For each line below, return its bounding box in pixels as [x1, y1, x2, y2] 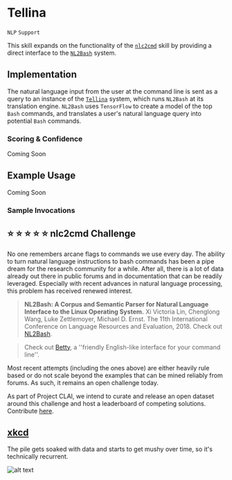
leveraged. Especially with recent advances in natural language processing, [7, 279, 223, 287]
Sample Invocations [7, 205, 75, 215]
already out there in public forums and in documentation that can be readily [7, 272, 223, 280]
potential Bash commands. [7, 117, 82, 125]
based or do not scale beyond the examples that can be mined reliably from [7, 371, 223, 379]
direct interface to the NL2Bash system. [7, 49, 116, 57]
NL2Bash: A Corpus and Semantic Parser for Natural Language [24, 300, 209, 308]
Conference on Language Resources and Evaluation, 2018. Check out [24, 322, 223, 330]
